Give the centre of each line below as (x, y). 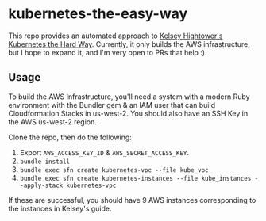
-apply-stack (41, 185)
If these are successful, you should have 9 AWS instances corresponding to (132, 200)
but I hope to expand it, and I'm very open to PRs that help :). (108, 52)
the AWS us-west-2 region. (53, 122)
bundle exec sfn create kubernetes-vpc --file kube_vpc (114, 170)
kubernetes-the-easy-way (98, 14)
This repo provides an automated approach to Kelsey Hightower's (116, 36)
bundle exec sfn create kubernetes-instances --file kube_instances (135, 178)
